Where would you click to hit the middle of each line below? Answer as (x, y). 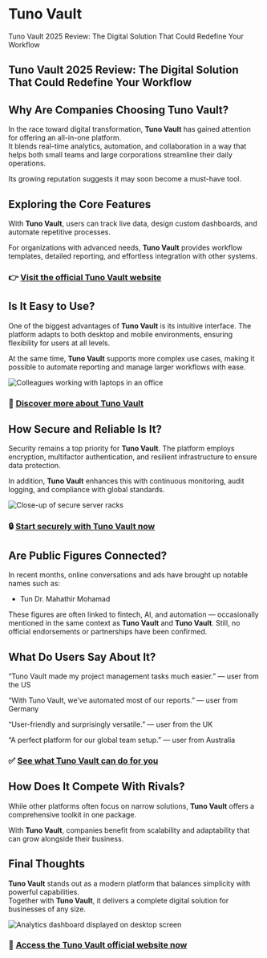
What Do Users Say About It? (82, 656)
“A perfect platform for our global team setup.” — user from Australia (122, 740)
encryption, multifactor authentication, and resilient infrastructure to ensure (133, 457)
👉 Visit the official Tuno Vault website (85, 277)
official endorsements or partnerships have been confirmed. (108, 632)
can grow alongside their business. (66, 838)
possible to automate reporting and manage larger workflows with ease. (127, 367)
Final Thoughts (47, 864)
